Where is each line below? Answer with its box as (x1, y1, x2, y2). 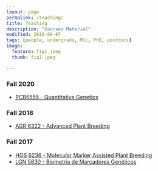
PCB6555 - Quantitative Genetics (15, 93, 98, 100)
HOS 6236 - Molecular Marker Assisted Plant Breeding (15, 152, 153, 159)
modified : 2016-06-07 (6, 32, 61, 38)
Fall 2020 (6, 80, 35, 88)
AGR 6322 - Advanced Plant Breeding (15, 122, 111, 130)
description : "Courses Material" (6, 26, 91, 32)
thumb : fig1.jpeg (12, 54, 56, 60)
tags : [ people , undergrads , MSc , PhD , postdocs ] (6, 37, 132, 43)
